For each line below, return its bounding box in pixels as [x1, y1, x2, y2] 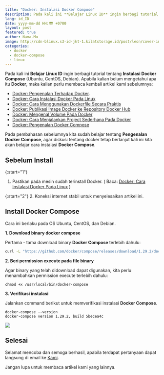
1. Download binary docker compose [5, 230, 81, 236]
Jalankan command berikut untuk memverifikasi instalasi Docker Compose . [5, 300, 158, 306]
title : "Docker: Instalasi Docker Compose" [5, 7, 95, 12]
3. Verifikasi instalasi [5, 290, 49, 297]
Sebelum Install [5, 156, 54, 164]
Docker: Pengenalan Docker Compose [12, 122, 89, 128]
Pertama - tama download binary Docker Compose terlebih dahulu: [5, 239, 141, 245]
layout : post [5, 25, 32, 30]
